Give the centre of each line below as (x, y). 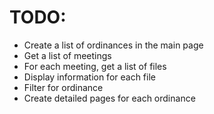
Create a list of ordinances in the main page (113, 45)
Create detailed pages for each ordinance (109, 98)
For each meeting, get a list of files (95, 66)
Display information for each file (89, 77)
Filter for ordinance (63, 87)
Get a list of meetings (67, 55)
